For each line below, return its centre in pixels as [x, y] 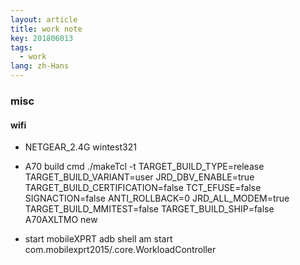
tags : [21, 47]
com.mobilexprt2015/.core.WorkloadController [120, 250]
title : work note [46, 29]
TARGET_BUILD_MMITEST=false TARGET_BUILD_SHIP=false [149, 209]
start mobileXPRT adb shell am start [98, 239]
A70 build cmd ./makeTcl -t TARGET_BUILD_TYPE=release [144, 167]
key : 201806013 [42, 38]
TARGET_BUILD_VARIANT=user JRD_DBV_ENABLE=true [139, 177]
